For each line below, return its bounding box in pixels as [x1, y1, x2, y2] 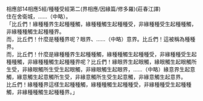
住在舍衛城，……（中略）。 [6, 13, 71, 20]
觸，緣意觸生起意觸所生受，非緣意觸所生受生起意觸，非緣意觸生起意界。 [6, 73, 186, 80]
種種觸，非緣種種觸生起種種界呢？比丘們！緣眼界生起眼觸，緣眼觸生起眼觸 [6, 58, 192, 65]
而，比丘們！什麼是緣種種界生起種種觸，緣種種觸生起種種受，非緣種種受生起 [6, 51, 197, 57]
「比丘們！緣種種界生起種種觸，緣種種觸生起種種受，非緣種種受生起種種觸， [6, 21, 197, 27]
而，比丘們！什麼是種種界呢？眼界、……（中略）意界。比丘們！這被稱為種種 [6, 36, 196, 42]
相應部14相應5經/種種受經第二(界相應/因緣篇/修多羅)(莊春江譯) [6, 5, 161, 12]
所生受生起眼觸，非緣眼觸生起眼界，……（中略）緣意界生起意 [43, 66, 196, 73]
